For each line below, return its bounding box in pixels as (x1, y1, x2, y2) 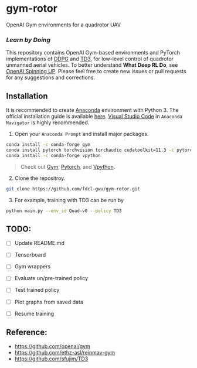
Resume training (14, 310, 55, 317)
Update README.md (14, 240, 64, 247)
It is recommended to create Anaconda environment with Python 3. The (6, 107, 179, 114)
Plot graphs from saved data (14, 298, 83, 305)
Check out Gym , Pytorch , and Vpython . (20, 163, 116, 170)
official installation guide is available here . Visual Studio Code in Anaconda (6, 113, 183, 120)
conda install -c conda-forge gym (6, 142, 91, 148)
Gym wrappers (14, 263, 51, 270)
